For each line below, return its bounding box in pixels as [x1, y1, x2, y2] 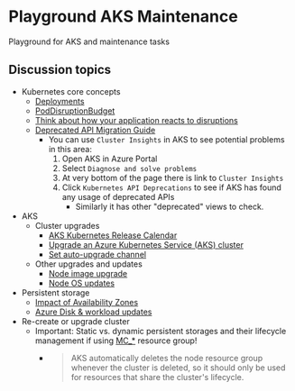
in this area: [48, 143, 92, 154]
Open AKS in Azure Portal [61, 153, 158, 164]
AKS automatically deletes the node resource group [70, 352, 263, 363]
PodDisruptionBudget [34, 105, 115, 116]
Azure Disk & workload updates [34, 306, 152, 317]
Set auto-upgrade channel [48, 249, 146, 259]
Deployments [34, 95, 85, 106]
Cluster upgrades [34, 220, 100, 231]
